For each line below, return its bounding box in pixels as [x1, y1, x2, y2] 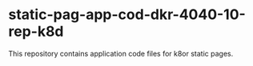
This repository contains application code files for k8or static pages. [8, 49, 234, 58]
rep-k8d [8, 22, 64, 41]
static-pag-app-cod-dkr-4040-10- [8, 6, 246, 24]
